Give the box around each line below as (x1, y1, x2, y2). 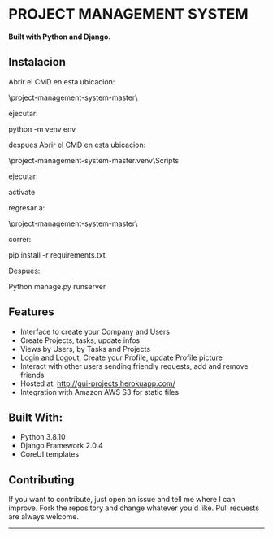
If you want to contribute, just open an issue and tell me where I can (8, 495, 236, 505)
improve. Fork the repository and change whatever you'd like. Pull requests (8, 503, 260, 513)
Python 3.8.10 (19, 432, 67, 442)
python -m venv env (8, 123, 76, 134)
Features (8, 305, 54, 319)
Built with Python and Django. (8, 32, 111, 41)
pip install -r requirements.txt (8, 249, 106, 260)
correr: (8, 234, 32, 244)
